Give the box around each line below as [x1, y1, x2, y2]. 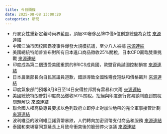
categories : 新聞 [5, 16, 40, 21]
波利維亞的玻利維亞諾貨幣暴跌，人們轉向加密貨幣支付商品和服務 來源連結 [12, 118, 162, 124]
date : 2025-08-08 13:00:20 [5, 12, 61, 17]
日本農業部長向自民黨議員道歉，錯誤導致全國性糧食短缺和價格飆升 [12, 74, 148, 80]
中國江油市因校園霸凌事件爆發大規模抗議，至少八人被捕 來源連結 [12, 43, 145, 49]
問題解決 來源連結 [12, 99, 49, 105]
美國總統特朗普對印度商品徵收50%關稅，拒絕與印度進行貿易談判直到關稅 [12, 93, 162, 99]
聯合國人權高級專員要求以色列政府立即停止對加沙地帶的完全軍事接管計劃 [12, 105, 161, 111]
